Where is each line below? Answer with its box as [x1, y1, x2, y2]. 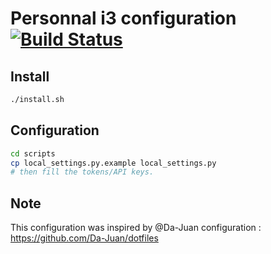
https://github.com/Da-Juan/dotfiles [10, 232, 159, 244]
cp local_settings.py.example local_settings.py [10, 158, 217, 168]
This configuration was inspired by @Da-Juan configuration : [10, 222, 262, 234]
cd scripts [10, 148, 56, 159]
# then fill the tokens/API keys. [10, 167, 155, 177]
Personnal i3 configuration [10, 7, 237, 30]
